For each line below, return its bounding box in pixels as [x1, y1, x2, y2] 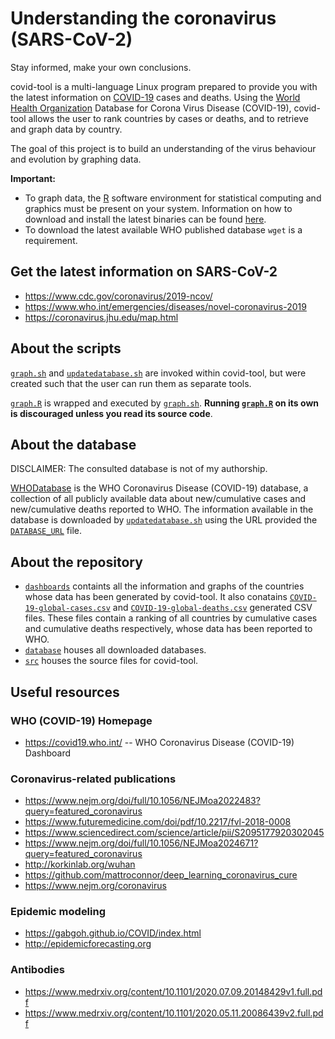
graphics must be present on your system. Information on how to [24, 202, 293, 214]
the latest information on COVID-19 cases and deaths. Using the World [10, 91, 301, 103]
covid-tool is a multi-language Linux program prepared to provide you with [10, 80, 318, 92]
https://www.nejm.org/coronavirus [24, 880, 167, 892]
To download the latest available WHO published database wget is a [24, 223, 303, 236]
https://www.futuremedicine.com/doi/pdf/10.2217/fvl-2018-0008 [24, 816, 292, 828]
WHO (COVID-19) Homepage [10, 713, 153, 727]
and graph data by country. [10, 123, 123, 135]
